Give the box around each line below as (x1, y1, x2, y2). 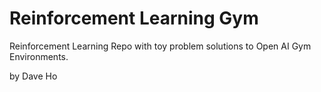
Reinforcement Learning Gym (9, 7, 259, 30)
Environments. (9, 50, 69, 62)
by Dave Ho (9, 70, 58, 82)
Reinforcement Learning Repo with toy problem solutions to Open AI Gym (9, 40, 312, 52)
